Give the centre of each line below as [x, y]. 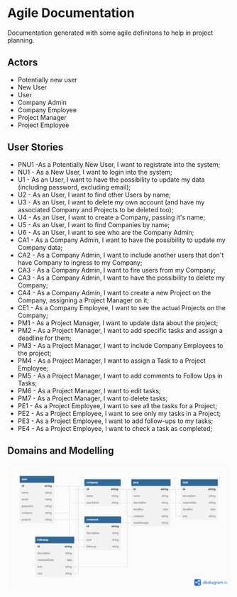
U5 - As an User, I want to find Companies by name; [94, 224]
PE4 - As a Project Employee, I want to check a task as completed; [115, 428]
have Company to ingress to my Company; [80, 262]
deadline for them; [45, 338]
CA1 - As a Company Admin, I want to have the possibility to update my [121, 240]
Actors [23, 63]
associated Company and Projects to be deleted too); [95, 209]
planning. [21, 40]
